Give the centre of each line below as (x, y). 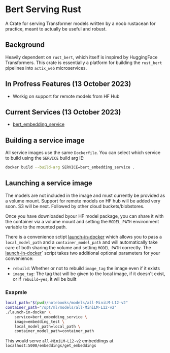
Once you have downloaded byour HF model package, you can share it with (84, 216)
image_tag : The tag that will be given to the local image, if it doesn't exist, (89, 274)
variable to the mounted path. (36, 227)
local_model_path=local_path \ (47, 327)
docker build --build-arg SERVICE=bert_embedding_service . (70, 167)
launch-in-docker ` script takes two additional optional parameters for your (83, 253)
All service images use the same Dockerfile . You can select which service (83, 153)
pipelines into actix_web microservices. (46, 68)
